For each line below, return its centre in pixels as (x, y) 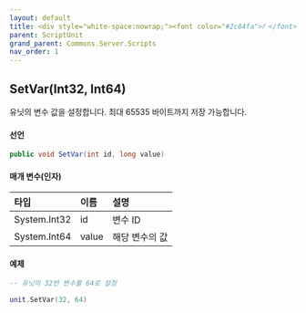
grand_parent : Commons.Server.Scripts (83, 43)
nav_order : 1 (34, 52)
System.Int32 (43, 220)
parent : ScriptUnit (46, 35)
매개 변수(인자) (36, 176)
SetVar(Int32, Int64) (68, 89)
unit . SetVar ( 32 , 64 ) (49, 300)
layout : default (40, 18)
